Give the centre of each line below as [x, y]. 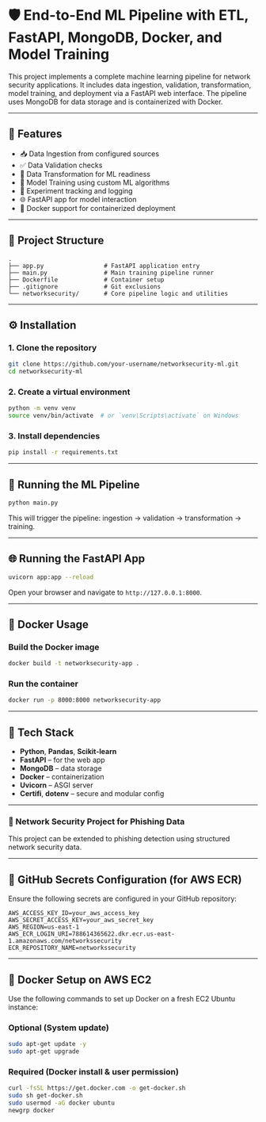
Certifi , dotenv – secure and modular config [92, 794]
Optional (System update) [59, 1028]
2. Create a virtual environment [69, 392]
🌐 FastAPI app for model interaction [78, 199]
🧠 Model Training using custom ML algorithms [95, 182]
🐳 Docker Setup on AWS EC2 [80, 980]
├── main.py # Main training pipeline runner [111, 273]
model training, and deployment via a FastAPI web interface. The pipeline [127, 93]
